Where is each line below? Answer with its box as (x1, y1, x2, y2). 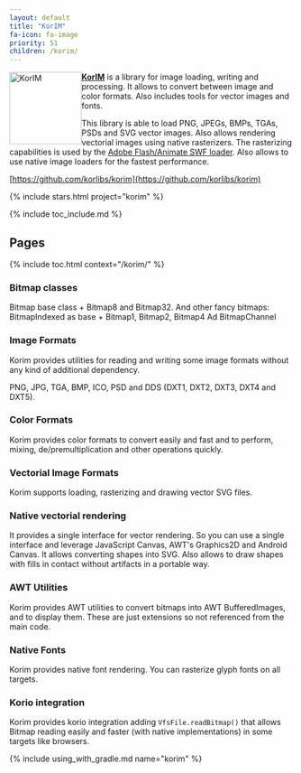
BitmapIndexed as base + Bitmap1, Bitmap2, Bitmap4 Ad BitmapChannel (9, 312, 277, 322)
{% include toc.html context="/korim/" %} (9, 258, 165, 269)
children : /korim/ (9, 47, 78, 56)
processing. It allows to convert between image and (81, 81, 274, 92)
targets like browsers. (9, 736, 90, 747)
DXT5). (9, 391, 36, 402)
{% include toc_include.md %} (9, 209, 123, 219)
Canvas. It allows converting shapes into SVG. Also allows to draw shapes (9, 549, 284, 560)
